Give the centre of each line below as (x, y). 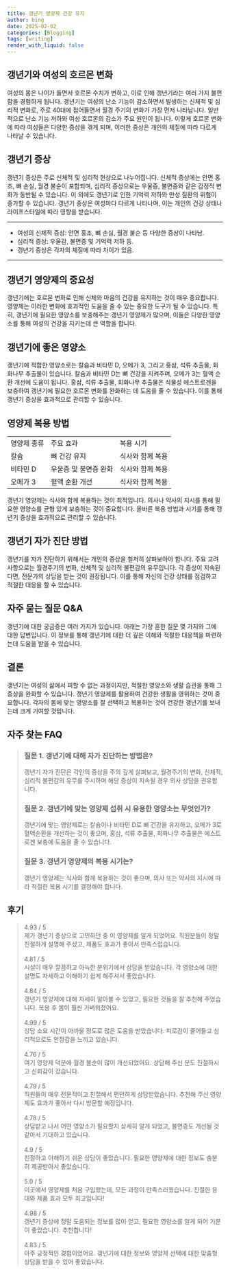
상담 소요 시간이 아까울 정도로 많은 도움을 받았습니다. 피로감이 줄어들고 (118, 1030)
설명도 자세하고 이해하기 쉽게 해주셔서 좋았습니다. (90, 975)
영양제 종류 (27, 444)
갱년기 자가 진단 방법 (48, 541)
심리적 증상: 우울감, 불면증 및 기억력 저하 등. (75, 241)
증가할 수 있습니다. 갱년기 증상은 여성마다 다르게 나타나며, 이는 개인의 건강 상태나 (115, 203)
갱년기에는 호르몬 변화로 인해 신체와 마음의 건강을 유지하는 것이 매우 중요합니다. (113, 298)
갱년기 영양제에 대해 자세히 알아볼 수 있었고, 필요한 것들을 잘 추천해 (113, 999)
